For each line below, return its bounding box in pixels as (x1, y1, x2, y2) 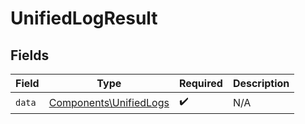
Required (178, 77, 223, 90)
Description (232, 77, 290, 90)
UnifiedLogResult (10, 7, 158, 30)
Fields (10, 47, 50, 64)
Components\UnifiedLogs (48, 95, 170, 109)
